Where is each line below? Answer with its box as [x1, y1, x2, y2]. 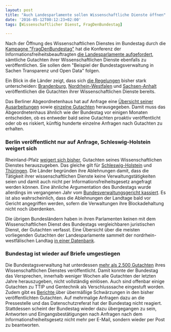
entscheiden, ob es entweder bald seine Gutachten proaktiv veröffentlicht [5, 115, 161, 121]
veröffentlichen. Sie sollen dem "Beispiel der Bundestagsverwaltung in [5, 62, 154, 68]
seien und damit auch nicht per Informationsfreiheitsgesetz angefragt [5, 178, 152, 185]
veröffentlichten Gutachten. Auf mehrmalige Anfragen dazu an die [5, 295, 145, 301]
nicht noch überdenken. [5, 206, 56, 212]
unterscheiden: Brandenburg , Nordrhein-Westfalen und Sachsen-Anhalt [5, 83, 157, 89]
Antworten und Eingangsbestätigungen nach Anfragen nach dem [5, 311, 143, 317]
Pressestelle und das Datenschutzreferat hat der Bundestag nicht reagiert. [5, 300, 162, 306]
